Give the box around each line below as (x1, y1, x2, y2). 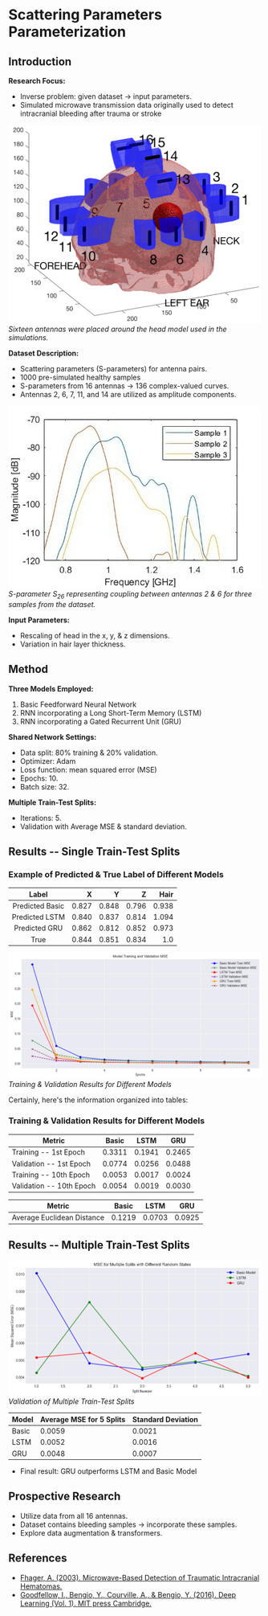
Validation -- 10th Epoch (11, 1181, 96, 1191)
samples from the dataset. (8, 599, 96, 609)
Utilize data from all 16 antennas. (19, 1511, 128, 1520)
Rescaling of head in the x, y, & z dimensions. (19, 630, 170, 640)
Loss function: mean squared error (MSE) (19, 765, 158, 774)
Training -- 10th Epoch (11, 1170, 91, 1179)
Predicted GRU (14, 923, 63, 933)
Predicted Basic (12, 900, 65, 910)
